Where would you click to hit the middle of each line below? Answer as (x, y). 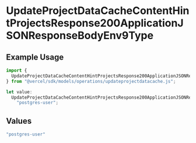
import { (17, 71)
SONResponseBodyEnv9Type (80, 36)
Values (19, 121)
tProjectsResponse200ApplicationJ (95, 23)
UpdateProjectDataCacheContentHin (98, 11)
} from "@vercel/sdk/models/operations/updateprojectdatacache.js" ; (91, 81)
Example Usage (35, 57)
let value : (19, 92)
